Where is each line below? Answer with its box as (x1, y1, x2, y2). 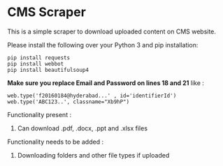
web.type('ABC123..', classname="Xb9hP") (7, 98, 130, 105)
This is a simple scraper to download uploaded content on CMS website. (7, 27, 217, 36)
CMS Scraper (7, 4, 86, 20)
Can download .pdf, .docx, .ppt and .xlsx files (17, 123, 148, 133)
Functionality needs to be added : (7, 137, 103, 146)
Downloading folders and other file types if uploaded (17, 151, 170, 159)
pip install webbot (7, 60, 64, 67)
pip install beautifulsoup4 (7, 66, 89, 73)
